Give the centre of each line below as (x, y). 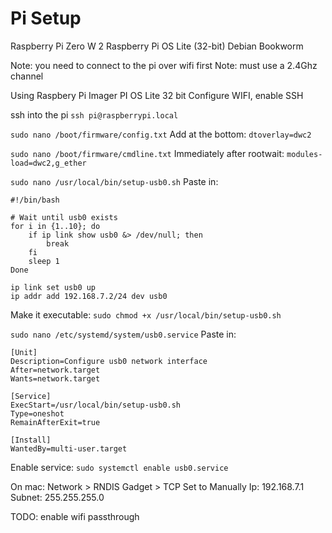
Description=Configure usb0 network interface (109, 361)
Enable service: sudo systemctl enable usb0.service (119, 467)
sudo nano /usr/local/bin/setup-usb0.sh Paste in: (114, 181)
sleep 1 (44, 261)
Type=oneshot (37, 413)
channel (27, 76)
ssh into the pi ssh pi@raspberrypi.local (94, 114)
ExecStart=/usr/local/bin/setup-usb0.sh (96, 405)
